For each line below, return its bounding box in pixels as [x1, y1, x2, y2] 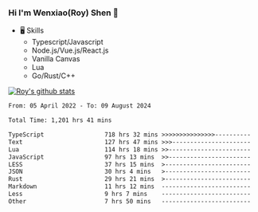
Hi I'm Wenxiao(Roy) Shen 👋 [8, 7, 119, 18]
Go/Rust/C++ [31, 71, 76, 80]
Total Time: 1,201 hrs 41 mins [8, 116, 112, 124]
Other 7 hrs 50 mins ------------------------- [8, 197, 251, 206]
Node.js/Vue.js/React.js [31, 45, 109, 55]
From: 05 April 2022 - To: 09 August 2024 [8, 102, 151, 110]
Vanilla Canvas [31, 54, 80, 64]
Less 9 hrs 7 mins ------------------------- [8, 190, 251, 198]
